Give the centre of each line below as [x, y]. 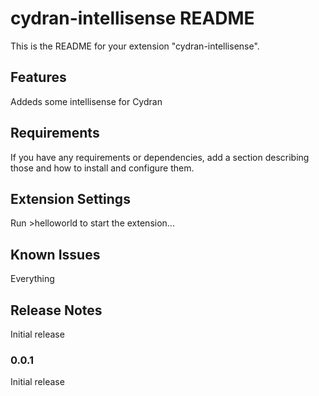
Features [38, 77]
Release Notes [56, 310]
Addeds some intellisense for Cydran [86, 101]
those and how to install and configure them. [102, 168]
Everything [32, 279]
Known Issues [55, 254]
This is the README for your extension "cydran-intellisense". [135, 46]
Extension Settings [70, 198]
